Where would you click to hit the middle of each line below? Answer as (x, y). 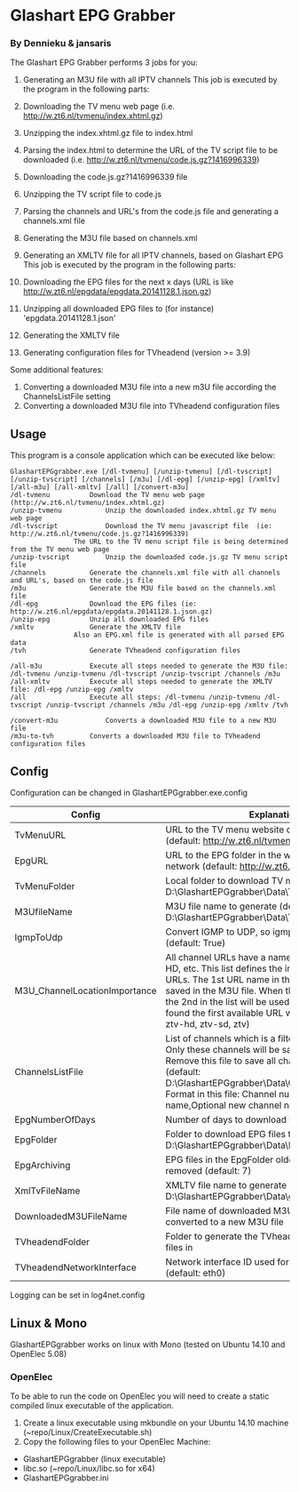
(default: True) (196, 943)
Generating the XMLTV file (71, 335)
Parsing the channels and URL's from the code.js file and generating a (150, 212)
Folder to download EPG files (226, 1135)
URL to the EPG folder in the (224, 855)
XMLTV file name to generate (226, 1185)
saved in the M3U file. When (224, 991)
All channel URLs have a (216, 958)
